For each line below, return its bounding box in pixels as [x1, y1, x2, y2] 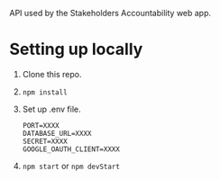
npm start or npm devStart [22, 160, 120, 171]
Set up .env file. [22, 103, 81, 114]
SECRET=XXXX [22, 137, 68, 146]
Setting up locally [9, 40, 143, 59]
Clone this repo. [22, 68, 82, 79]
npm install [22, 87, 68, 97]
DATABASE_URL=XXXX [22, 129, 92, 138]
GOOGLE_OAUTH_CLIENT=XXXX [22, 144, 120, 154]
